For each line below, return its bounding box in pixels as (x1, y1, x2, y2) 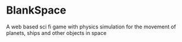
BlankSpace (6, 4, 66, 17)
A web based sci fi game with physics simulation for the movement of (6, 23, 176, 30)
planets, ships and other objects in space (6, 29, 107, 36)
